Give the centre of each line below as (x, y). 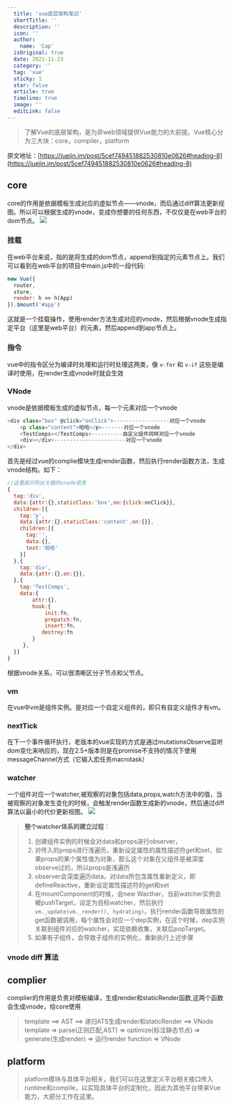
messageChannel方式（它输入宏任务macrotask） (78, 760)
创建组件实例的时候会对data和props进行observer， (108, 841)
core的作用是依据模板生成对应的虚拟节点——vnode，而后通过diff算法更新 (113, 203)
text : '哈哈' (42, 548)
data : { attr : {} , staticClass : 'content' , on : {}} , (87, 522)
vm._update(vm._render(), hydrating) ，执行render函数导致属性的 (129, 911)
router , (25, 285)
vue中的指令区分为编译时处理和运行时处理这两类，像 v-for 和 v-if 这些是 (112, 364)
